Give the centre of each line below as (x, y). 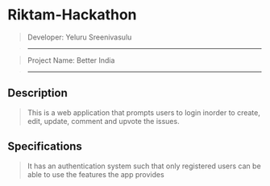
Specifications (45, 147)
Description (37, 93)
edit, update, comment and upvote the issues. (103, 121)
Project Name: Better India (71, 60)
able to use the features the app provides (96, 174)
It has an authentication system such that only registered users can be (144, 166)
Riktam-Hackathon (73, 15)
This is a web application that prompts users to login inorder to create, (144, 112)
